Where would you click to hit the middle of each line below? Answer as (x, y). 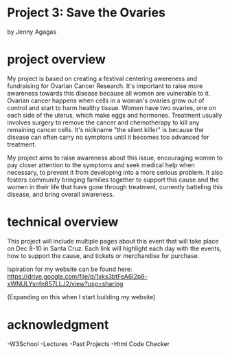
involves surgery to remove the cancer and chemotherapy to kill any (103, 122)
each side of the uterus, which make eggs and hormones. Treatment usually (115, 115)
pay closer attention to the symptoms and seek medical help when (101, 165)
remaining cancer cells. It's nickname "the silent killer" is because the (105, 129)
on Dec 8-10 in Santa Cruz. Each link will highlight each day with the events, (114, 248)
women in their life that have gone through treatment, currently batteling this (115, 186)
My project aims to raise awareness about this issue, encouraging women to (115, 158)
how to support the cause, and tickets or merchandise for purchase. (103, 255)
